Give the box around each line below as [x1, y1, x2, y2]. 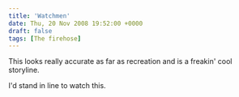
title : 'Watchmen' [8, 11, 70, 20]
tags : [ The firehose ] [8, 34, 82, 43]
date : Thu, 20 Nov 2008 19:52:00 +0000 [8, 19, 143, 27]
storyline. [8, 65, 40, 75]
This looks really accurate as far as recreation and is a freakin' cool [8, 57, 233, 66]
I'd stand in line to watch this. [8, 81, 107, 91]
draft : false [8, 27, 53, 35]
